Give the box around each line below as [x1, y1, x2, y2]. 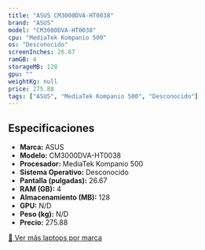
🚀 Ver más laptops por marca [8, 233, 102, 243]
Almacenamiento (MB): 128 [19, 192, 111, 202]
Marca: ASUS [19, 143, 64, 152]
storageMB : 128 [8, 63, 58, 71]
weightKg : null [8, 77, 58, 85]
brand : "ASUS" [8, 19, 55, 27]
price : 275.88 [8, 84, 55, 93]
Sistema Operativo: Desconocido [19, 167, 130, 177]
